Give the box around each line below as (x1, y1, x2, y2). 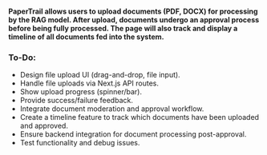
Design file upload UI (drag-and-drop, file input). (19, 70, 180, 79)
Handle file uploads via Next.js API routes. (19, 78, 159, 88)
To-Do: (8, 52, 36, 63)
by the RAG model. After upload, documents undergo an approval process (8, 14, 260, 24)
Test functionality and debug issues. (19, 137, 140, 147)
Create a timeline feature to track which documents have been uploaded (19, 112, 259, 121)
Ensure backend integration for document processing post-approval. (19, 129, 247, 139)
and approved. (19, 121, 68, 130)
